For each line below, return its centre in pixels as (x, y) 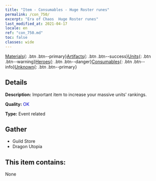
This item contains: (35, 162)
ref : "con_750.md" (24, 33)
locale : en (16, 28)
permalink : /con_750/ (27, 14)
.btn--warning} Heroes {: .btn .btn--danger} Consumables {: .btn (69, 61)
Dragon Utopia (27, 147)
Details (16, 83)
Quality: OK (17, 104)
